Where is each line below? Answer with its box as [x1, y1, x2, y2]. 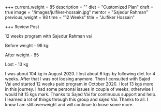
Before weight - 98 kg [5, 43, 49, 48]
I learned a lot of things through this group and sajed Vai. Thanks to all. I [5, 96, 148, 102]
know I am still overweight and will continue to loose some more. [5, 102, 134, 107]
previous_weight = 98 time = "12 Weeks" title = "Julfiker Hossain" [5, 15, 135, 20]
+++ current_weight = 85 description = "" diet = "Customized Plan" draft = [5, 4, 154, 10]
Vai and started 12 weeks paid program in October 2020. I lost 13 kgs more [5, 81, 154, 87]
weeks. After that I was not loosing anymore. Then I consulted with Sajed [5, 76, 150, 81]
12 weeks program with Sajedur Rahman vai [5, 33, 92, 39]
